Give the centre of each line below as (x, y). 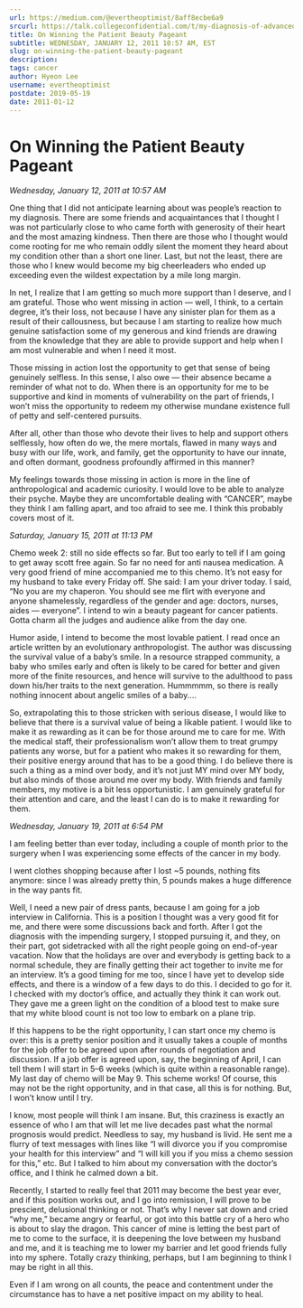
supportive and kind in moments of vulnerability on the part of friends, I (142, 397)
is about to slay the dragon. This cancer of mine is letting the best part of (145, 1229)
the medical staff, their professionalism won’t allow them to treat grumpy (144, 742)
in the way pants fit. (46, 890)
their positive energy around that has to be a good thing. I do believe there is (151, 761)
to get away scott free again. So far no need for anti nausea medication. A (147, 563)
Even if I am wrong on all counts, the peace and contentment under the (141, 1285)
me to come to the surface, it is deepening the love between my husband (145, 1238)
